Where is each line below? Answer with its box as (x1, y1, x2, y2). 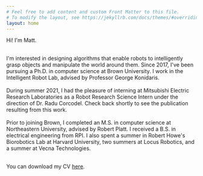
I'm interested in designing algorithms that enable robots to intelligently (6, 55, 183, 62)
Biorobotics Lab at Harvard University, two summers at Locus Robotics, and (6, 139, 195, 146)
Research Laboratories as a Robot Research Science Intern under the (6, 93, 178, 100)
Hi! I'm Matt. (6, 37, 37, 44)
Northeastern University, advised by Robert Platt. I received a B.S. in (6, 125, 176, 133)
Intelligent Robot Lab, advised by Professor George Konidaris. (6, 74, 160, 82)
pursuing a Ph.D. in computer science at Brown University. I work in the (6, 68, 184, 75)
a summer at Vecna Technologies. (6, 145, 91, 152)
